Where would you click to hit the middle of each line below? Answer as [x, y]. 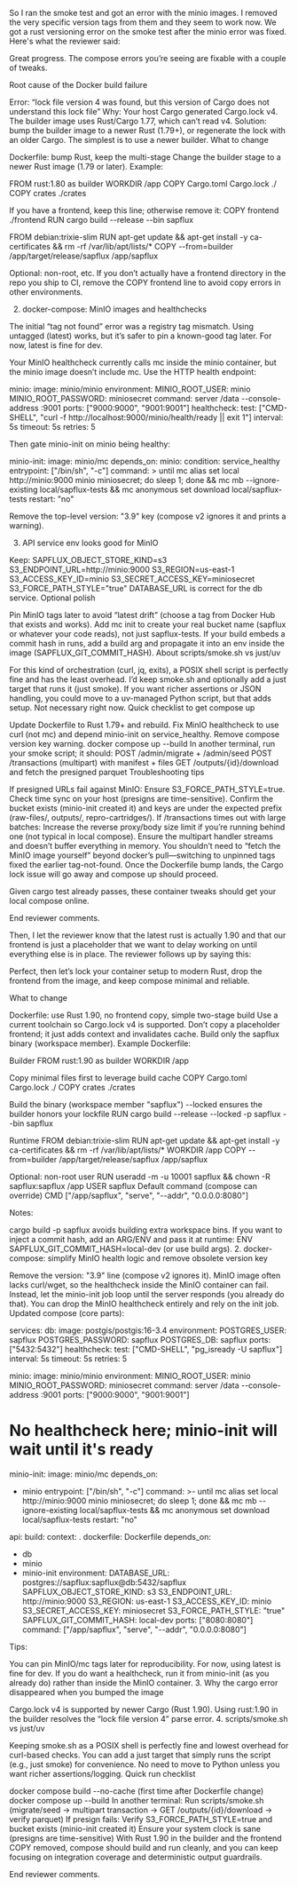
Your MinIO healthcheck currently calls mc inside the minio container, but [143, 362]
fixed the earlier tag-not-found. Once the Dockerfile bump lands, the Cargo [146, 864]
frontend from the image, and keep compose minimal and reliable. [129, 981]
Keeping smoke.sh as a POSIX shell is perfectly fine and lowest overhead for [149, 1745]
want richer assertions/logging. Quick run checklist [102, 1773]
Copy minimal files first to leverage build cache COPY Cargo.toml [128, 1078]
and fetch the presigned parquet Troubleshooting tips [107, 772]
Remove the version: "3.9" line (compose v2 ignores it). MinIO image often [145, 1275]
